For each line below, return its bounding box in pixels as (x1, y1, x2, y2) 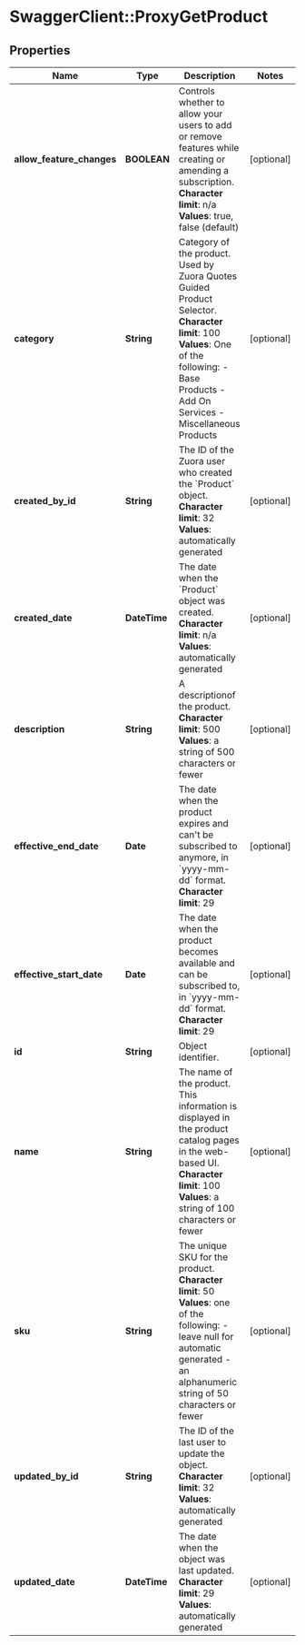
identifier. (178, 1051, 220, 1064)
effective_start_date (14, 968, 103, 980)
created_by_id (14, 495, 76, 507)
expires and (178, 818, 229, 829)
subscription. (178, 175, 234, 188)
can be (178, 968, 209, 980)
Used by (178, 259, 215, 271)
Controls (178, 84, 215, 97)
